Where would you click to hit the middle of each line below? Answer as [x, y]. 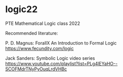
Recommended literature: [32, 33]
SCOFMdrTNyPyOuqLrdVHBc [36, 69]
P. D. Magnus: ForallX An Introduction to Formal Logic [61, 43]
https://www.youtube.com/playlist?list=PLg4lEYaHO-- [61, 63]
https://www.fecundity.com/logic [39, 48]
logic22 [22, 9]
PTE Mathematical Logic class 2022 [43, 23]
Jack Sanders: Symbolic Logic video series [50, 58]
